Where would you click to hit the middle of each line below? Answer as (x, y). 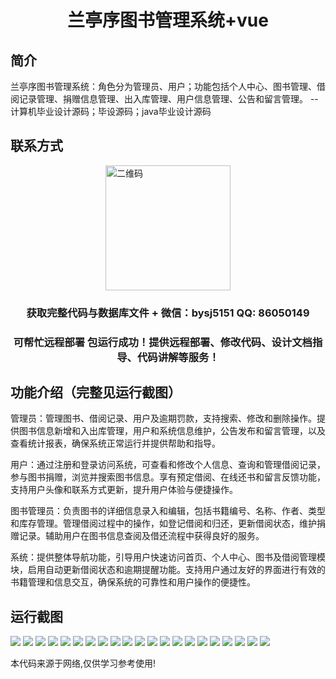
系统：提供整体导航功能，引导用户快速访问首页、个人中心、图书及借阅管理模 (168, 557)
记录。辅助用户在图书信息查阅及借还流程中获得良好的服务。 (141, 536)
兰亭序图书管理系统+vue (168, 20)
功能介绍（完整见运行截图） (96, 392)
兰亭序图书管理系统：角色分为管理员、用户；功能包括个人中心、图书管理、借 (168, 86)
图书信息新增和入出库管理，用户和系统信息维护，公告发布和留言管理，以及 (172, 431)
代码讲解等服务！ (178, 357)
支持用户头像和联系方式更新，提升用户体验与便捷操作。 (124, 490)
